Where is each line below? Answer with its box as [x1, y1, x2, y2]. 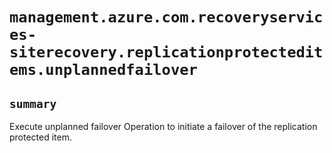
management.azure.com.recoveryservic [9, 8, 324, 27]
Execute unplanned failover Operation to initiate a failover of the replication [9, 121, 318, 132]
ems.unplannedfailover [9, 61, 198, 80]
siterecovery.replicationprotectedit [9, 43, 324, 62]
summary [9, 96, 57, 111]
